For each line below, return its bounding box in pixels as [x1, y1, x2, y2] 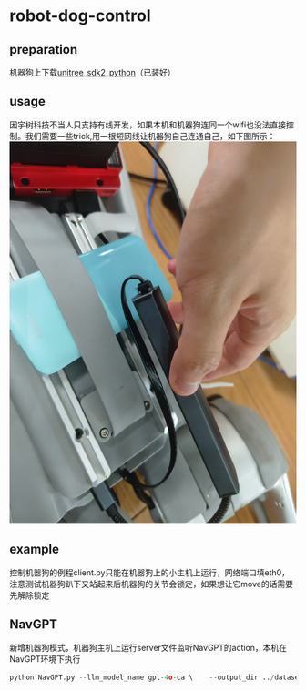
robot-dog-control [9, 5, 152, 26]
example [9, 542, 60, 557]
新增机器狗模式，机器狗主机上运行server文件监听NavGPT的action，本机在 [9, 642, 288, 653]
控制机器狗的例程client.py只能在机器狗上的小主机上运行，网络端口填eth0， [9, 566, 290, 578]
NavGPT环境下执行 [9, 653, 81, 665]
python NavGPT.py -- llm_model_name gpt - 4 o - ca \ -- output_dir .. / [9, 673, 275, 682]
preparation [9, 42, 78, 57]
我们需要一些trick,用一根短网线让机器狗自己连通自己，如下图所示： [25, 130, 276, 141]
